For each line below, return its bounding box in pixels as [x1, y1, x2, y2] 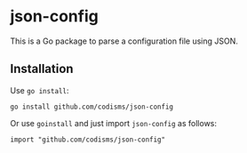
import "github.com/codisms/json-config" [10, 135, 166, 144]
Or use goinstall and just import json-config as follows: [10, 117, 217, 128]
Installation [10, 61, 74, 76]
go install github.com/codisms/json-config [10, 102, 174, 111]
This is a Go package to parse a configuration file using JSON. [10, 36, 239, 46]
